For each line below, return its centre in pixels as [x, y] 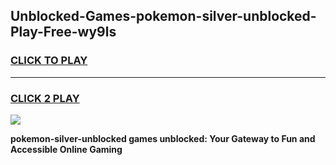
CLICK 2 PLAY [45, 98]
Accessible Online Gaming [66, 149]
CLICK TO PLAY [49, 61]
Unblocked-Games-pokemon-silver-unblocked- [163, 16]
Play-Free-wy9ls [63, 32]
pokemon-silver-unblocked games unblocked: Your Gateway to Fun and [163, 138]
